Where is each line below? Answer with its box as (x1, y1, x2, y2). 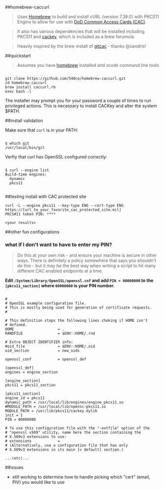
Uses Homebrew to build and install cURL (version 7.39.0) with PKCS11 (17, 14, 159, 19)
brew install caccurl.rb (5, 85, 56, 90)
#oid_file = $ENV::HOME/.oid (5, 344, 95, 349)
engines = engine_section (5, 370, 58, 375)
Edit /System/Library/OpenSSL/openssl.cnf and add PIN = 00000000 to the (5, 277, 154, 283)
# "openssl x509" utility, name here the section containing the (5, 430, 141, 435)
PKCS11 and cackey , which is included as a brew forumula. (17, 34, 136, 39)
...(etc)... (5, 456, 29, 461)
